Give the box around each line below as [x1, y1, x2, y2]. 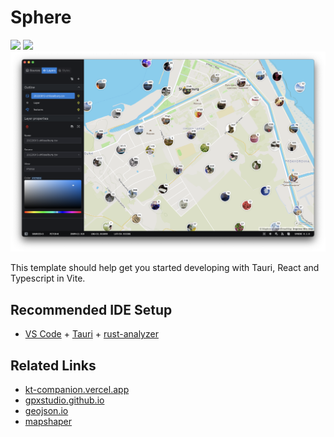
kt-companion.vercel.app [24, 383, 130, 395]
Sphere [10, 6, 72, 29]
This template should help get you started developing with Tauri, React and [10, 262, 320, 274]
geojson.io [24, 404, 69, 416]
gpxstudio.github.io [24, 394, 105, 406]
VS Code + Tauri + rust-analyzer [24, 328, 159, 340]
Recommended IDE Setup [10, 301, 173, 318]
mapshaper [24, 415, 73, 427]
